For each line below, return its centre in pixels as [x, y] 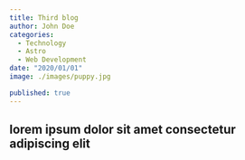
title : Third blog [44, 18]
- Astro [32, 52]
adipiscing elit [50, 144]
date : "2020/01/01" [46, 69]
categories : [32, 34]
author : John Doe [42, 26]
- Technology [42, 43]
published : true [40, 93]
